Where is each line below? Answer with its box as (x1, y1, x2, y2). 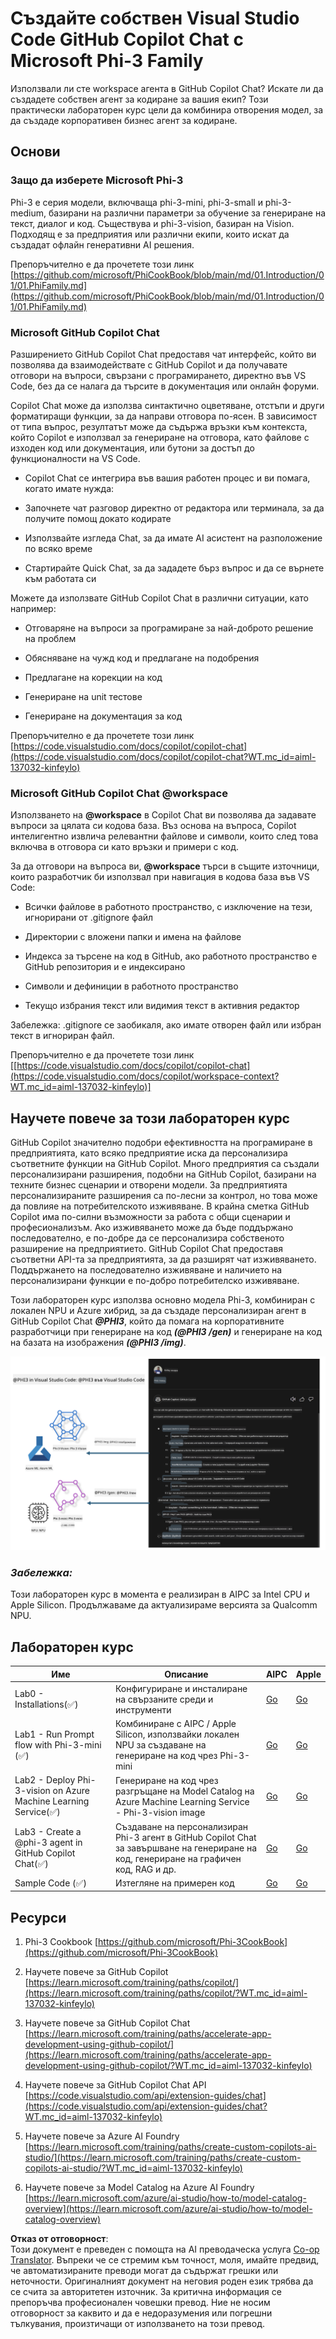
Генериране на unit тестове (24, 690, 143, 702)
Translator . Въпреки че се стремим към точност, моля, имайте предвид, (10, 2254, 320, 2266)
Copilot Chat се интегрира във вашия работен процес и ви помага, (24, 472, 311, 484)
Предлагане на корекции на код (24, 671, 163, 683)
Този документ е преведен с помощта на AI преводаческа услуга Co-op (10, 2243, 320, 2256)
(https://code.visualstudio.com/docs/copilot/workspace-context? (10, 1070, 280, 1082)
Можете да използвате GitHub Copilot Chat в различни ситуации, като (10, 592, 309, 604)
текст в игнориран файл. (10, 1030, 115, 1042)
